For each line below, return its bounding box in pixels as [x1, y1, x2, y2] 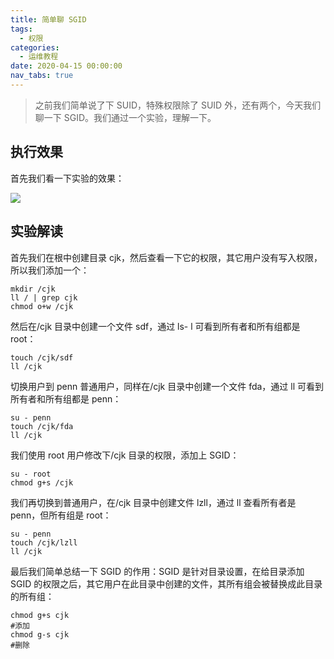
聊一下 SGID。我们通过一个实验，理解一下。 [34, 111, 217, 123]
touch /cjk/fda [10, 421, 74, 431]
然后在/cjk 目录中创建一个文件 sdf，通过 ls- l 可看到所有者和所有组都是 [10, 320, 301, 332]
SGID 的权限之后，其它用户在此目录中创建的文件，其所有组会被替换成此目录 [10, 577, 323, 590]
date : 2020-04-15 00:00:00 [10, 61, 123, 71]
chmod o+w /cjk [10, 301, 74, 311]
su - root [10, 469, 52, 479]
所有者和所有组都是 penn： [10, 392, 122, 405]
